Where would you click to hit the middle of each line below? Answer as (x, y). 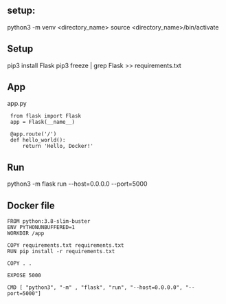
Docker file (31, 205)
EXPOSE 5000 (24, 276)
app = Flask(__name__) (43, 122)
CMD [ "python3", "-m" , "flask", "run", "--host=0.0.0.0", (95, 287)
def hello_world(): (38, 140)
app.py (17, 104)
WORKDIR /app (26, 234)
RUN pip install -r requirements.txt (61, 252)
